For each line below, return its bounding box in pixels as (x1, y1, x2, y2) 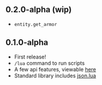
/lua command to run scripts (14, 59, 85, 67)
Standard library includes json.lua (14, 72, 96, 79)
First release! (14, 53, 46, 60)
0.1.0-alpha (5, 38, 49, 48)
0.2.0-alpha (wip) (5, 5, 72, 15)
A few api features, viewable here (14, 66, 96, 73)
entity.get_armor (14, 21, 58, 27)
